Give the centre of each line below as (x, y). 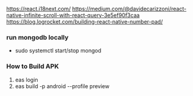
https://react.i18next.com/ (39, 9)
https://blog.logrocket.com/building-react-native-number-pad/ (85, 22)
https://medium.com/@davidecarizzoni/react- (129, 9)
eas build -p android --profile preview (62, 86)
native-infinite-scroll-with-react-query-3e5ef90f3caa (73, 15)
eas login (26, 80)
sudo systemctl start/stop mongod (58, 50)
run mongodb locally (37, 37)
